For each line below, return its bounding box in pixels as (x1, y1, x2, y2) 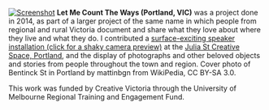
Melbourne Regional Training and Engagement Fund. (8, 92, 185, 101)
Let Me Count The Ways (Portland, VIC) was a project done (56, 8, 258, 17)
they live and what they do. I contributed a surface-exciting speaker (8, 33, 236, 43)
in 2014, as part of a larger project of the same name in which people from (8, 16, 258, 26)
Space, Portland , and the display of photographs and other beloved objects (8, 51, 261, 60)
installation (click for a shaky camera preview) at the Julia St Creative (8, 42, 240, 52)
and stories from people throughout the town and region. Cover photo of (8, 59, 251, 69)
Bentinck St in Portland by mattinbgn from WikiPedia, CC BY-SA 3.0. (8, 68, 236, 77)
